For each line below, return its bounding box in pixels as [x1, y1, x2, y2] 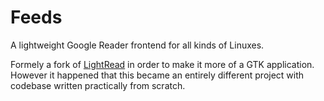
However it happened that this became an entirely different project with [10, 69, 305, 81]
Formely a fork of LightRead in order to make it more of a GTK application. [10, 58, 315, 70]
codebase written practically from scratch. [10, 79, 186, 91]
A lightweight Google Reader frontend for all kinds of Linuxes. [10, 39, 265, 51]
